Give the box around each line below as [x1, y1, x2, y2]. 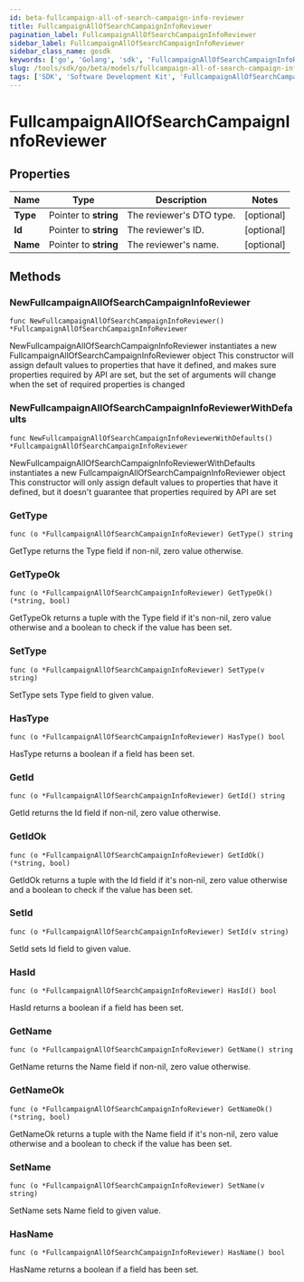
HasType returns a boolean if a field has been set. [9, 748, 195, 759]
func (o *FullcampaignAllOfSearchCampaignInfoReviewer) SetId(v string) [9, 927, 290, 937]
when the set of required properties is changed [9, 379, 185, 390]
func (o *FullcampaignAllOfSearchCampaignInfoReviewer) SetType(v [9, 665, 265, 675]
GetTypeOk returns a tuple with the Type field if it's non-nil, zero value [9, 613, 271, 624]
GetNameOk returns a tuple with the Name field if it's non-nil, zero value [9, 1128, 279, 1139]
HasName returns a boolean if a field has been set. [9, 1264, 199, 1275]
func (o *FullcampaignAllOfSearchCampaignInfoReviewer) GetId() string [9, 792, 285, 801]
